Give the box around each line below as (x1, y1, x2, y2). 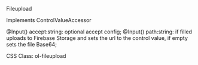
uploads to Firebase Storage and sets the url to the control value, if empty (6, 35, 188, 41)
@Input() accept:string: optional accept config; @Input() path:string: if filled (6, 28, 193, 35)
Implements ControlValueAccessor (6, 17, 92, 23)
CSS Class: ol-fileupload (6, 52, 66, 59)
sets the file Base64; (6, 41, 57, 48)
